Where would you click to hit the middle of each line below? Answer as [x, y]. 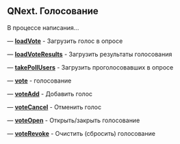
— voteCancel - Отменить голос [54, 107]
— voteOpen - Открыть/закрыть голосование [74, 120]
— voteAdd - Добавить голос [50, 93]
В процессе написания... [43, 27]
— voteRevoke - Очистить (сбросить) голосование [81, 133]
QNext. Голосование [53, 11]
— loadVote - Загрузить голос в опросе [65, 41]
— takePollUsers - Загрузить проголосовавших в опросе [90, 67]
